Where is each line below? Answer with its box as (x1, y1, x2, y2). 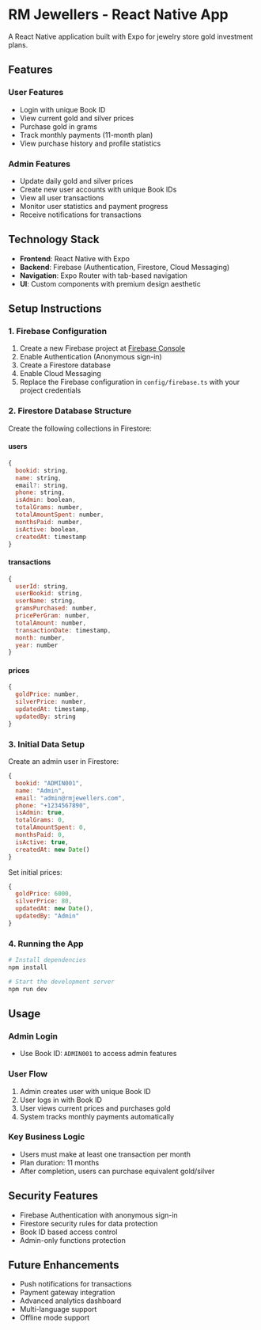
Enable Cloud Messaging (19, 369, 101, 378)
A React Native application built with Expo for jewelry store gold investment (8, 32, 253, 41)
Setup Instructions (8, 302, 102, 316)
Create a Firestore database (19, 360, 111, 370)
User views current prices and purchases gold (19, 1103, 172, 1113)
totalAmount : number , (15, 619, 87, 627)
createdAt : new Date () (15, 845, 90, 853)
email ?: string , (15, 481, 69, 489)
